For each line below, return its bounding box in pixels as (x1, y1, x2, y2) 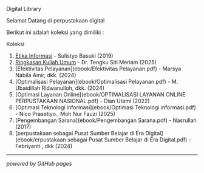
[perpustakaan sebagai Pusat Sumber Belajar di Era (15, 130, 144, 137)
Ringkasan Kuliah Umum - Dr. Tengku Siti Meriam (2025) (15, 59, 157, 66)
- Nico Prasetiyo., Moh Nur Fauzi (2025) (15, 110, 115, 117)
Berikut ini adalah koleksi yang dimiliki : (6, 29, 104, 36)
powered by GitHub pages (6, 160, 72, 167)
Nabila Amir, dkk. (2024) (15, 72, 76, 78)
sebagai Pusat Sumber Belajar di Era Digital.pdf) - (67, 136, 191, 143)
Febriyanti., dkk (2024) (15, 143, 73, 149)
